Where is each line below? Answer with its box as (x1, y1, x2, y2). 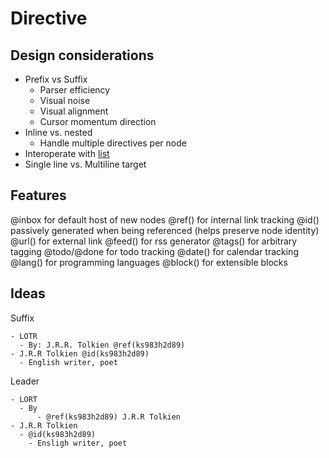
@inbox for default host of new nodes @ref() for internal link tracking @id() (10, 213, 320, 226)
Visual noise (39, 95, 91, 106)
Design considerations (10, 47, 155, 64)
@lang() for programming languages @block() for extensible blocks (10, 256, 288, 268)
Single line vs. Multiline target (24, 158, 147, 170)
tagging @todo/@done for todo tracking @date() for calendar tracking (10, 245, 299, 257)
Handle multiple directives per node (39, 137, 187, 149)
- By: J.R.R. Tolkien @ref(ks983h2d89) (19, 340, 186, 350)
